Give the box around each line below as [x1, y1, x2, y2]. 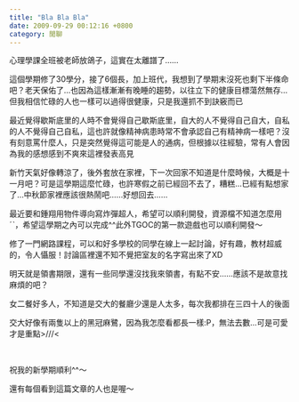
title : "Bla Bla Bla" [9, 12, 90, 22]
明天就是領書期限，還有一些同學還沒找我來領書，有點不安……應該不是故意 [9, 269, 280, 279]
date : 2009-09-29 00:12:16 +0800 [9, 21, 133, 30]
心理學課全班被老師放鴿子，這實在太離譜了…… [9, 55, 180, 66]
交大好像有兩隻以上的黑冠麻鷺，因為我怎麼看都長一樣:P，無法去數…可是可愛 [9, 318, 289, 328]
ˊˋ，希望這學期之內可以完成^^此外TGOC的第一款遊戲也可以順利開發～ [9, 220, 263, 230]
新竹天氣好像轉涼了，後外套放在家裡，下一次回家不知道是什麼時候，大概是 [9, 167, 282, 178]
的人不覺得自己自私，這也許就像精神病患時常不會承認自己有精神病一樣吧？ [9, 126, 282, 137]
